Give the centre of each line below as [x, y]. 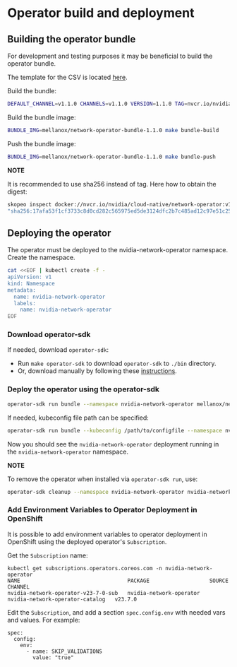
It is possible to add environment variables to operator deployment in [107, 534]
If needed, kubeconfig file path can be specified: [78, 418]
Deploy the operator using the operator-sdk [84, 389]
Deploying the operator [59, 233]
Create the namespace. [41, 258]
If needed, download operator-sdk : [58, 350]
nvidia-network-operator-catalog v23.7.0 [72, 599]
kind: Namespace [31, 283]
